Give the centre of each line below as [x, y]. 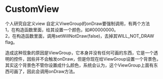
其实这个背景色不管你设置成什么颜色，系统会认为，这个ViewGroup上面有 [80, 65]
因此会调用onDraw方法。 [52, 71]
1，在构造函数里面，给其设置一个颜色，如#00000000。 [62, 30]
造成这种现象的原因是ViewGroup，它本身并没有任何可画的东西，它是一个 [80, 53]
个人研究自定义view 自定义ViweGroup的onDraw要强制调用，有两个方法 [78, 23]
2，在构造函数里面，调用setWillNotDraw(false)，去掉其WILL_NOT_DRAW [80, 36]
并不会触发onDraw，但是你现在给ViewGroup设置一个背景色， [98, 59]
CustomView [32, 9]
